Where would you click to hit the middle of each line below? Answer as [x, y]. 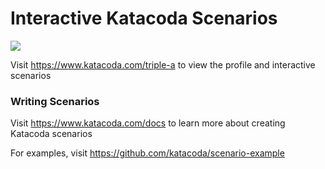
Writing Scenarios [55, 101]
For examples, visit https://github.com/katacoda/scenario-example [147, 153]
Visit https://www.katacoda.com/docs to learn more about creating [148, 123]
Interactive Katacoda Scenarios [144, 18]
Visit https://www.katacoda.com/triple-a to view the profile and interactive [163, 64]
